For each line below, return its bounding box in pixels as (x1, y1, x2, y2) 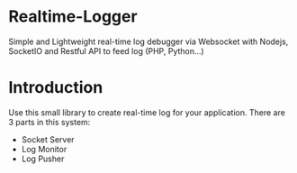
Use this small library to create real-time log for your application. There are (8, 106, 285, 118)
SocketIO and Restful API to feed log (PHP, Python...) (8, 45, 204, 56)
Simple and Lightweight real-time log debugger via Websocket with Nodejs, (8, 36, 289, 47)
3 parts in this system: (8, 116, 91, 127)
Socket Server (21, 133, 75, 145)
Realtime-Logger (8, 6, 138, 27)
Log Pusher (21, 153, 65, 164)
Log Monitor (21, 143, 67, 154)
